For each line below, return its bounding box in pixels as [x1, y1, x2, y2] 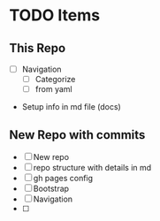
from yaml [34, 84, 72, 95]
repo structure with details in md [33, 163, 152, 172]
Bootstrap [33, 183, 69, 194]
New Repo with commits [9, 127, 146, 142]
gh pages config [33, 173, 94, 183]
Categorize [34, 74, 76, 85]
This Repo [9, 41, 66, 56]
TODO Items [9, 5, 100, 26]
